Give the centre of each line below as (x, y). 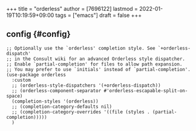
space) (15, 96)
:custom (21, 80)
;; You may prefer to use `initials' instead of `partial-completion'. (98, 69)
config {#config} (38, 34)
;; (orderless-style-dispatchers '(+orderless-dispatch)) (87, 85)
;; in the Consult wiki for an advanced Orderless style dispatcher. (96, 59)
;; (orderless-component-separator (57, 90)
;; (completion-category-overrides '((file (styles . (81, 112)
